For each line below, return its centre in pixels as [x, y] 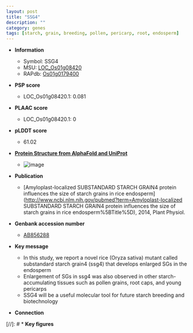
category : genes [26, 28]
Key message [31, 246]
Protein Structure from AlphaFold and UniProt [71, 154]
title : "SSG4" [23, 17]
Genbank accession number [49, 224]
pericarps [35, 289]
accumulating [40, 283]
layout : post [22, 11]
